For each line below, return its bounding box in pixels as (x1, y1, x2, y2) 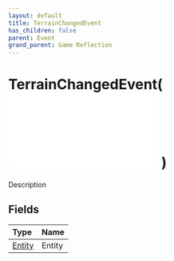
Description (8, 180, 46, 189)
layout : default (8, 11, 62, 20)
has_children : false (8, 26, 77, 34)
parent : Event (8, 33, 56, 42)
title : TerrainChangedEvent (8, 19, 102, 27)
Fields (8, 203, 40, 216)
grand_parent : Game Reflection (8, 41, 113, 49)
